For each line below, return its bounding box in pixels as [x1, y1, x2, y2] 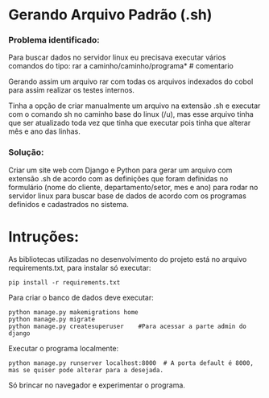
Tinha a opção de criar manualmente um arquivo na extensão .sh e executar [8, 101, 261, 110]
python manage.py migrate [8, 315, 95, 323]
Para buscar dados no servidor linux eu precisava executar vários [8, 52, 226, 62]
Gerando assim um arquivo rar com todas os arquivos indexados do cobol [8, 77, 254, 86]
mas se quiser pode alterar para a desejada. [8, 366, 163, 374]
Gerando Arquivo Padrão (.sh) [8, 6, 213, 24]
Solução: [8, 147, 44, 158]
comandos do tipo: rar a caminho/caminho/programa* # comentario [8, 61, 234, 71]
